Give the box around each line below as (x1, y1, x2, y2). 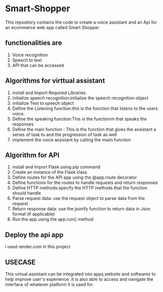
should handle (12, 190, 41, 196)
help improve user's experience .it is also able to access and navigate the (5, 276, 154, 282)
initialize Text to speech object (12, 100, 74, 106)
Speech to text (12, 57, 42, 63)
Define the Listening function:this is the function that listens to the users (12, 105, 158, 111)
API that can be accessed (12, 62, 64, 68)
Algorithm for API (5, 151, 60, 159)
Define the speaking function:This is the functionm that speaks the (12, 116, 147, 122)
